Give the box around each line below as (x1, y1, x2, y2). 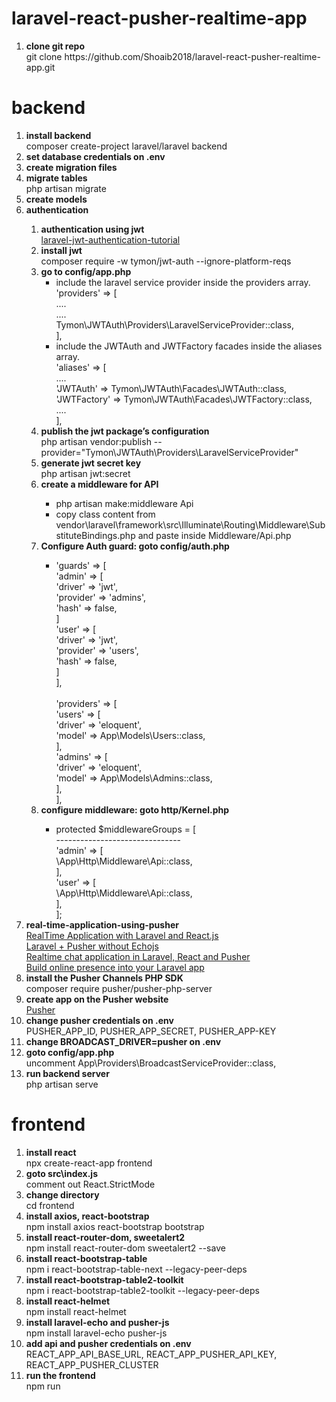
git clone (25, 50, 63, 62)
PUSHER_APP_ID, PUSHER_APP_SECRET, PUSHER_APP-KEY (25, 1025, 277, 1037)
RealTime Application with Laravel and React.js (25, 929, 219, 941)
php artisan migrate (25, 182, 107, 194)
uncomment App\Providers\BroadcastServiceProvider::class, (25, 1057, 277, 1069)
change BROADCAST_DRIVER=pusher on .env (25, 1035, 222, 1047)
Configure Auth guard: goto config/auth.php (40, 540, 230, 552)
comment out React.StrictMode (25, 1178, 156, 1190)
